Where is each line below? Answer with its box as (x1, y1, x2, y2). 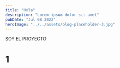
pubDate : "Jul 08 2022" (5, 17, 56, 22)
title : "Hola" (5, 7, 36, 13)
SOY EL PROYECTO (5, 36, 47, 42)
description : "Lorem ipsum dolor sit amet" (5, 12, 100, 17)
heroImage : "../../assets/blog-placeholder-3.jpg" (5, 21, 115, 27)
